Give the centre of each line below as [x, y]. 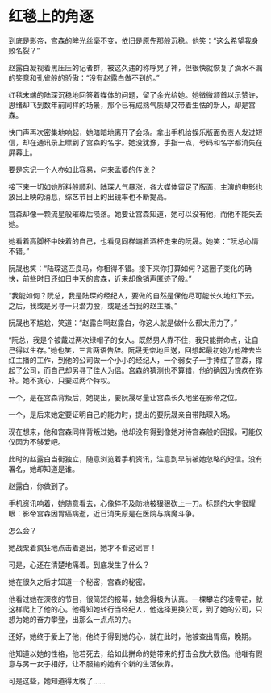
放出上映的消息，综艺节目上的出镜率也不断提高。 [90, 196]
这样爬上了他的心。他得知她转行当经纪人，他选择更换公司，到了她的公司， [132, 609]
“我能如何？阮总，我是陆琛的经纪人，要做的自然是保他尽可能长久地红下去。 [134, 295]
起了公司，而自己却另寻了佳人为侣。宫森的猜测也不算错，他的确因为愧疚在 [132, 370]
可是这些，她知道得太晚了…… [57, 680]
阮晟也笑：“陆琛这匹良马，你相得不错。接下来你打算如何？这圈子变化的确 [130, 268]
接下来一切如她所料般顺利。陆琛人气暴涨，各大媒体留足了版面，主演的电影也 [135, 186]
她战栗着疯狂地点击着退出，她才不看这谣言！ [83, 547]
